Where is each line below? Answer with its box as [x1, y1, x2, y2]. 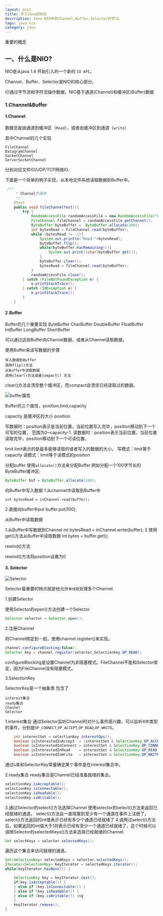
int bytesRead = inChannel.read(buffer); [5, 497, 90, 502]
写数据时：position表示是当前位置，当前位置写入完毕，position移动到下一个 [5, 424, 156, 429]
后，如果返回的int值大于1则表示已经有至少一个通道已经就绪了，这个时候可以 [5, 823, 156, 829]
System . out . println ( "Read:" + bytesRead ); [39, 236, 123, 241]
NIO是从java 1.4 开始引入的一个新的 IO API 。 [5, 68, 95, 74]
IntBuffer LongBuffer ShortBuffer [5, 327, 70, 333]
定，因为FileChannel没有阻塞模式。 [5, 665, 76, 671]
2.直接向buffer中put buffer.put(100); [5, 506, 77, 512]
